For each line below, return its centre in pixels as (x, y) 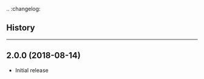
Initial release (32, 70)
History (21, 28)
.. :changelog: (23, 9)
